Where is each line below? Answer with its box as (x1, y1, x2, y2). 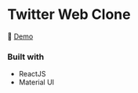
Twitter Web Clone (7, 6, 131, 24)
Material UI (18, 77, 55, 87)
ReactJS (18, 69, 46, 79)
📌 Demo (7, 32, 34, 41)
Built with (7, 51, 45, 62)
